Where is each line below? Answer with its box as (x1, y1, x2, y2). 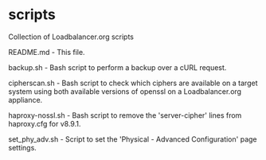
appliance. (8, 95, 43, 104)
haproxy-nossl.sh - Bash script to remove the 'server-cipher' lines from (8, 110, 242, 120)
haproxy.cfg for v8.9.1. (8, 119, 81, 128)
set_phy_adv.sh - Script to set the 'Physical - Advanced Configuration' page (8, 134, 257, 144)
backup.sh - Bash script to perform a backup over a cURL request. (8, 62, 227, 72)
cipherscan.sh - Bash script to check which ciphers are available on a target (8, 78, 258, 88)
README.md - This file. (8, 47, 85, 57)
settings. (8, 142, 37, 152)
